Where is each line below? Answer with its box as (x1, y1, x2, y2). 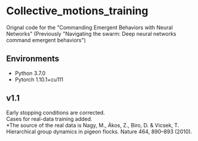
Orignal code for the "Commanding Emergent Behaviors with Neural (6, 24, 173, 31)
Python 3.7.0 (14, 70, 46, 77)
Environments (6, 54, 60, 64)
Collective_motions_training (6, 4, 148, 18)
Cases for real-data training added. (6, 115, 92, 123)
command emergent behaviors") (6, 36, 86, 43)
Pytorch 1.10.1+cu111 (14, 76, 64, 83)
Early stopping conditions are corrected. (6, 109, 106, 116)
